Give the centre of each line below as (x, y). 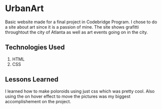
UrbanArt (25, 8)
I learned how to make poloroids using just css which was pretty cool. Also (80, 91)
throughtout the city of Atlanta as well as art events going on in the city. (77, 32)
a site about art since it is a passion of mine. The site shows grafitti (72, 27)
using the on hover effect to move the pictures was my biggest (68, 96)
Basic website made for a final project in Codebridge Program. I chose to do (81, 22)
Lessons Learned (32, 80)
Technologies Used (35, 47)
